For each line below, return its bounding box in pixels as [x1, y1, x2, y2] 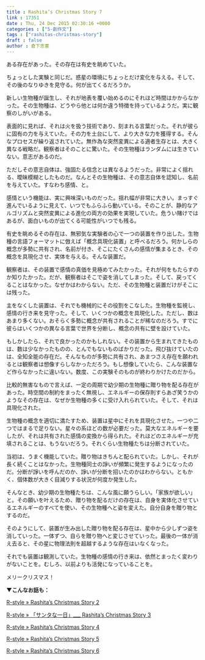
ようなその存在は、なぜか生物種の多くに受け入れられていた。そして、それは [6, 396, 198, 404]
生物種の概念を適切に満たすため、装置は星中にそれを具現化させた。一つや [6, 416, 193, 424]
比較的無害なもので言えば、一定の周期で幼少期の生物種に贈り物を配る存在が [6, 381, 199, 388]
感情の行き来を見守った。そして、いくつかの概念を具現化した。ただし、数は [6, 309, 198, 316]
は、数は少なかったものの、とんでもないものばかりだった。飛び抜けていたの [6, 345, 199, 352]
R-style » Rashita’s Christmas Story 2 [6, 598, 99, 606]
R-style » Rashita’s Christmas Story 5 [6, 635, 99, 642]
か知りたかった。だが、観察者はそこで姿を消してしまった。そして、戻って [6, 273, 192, 281]
